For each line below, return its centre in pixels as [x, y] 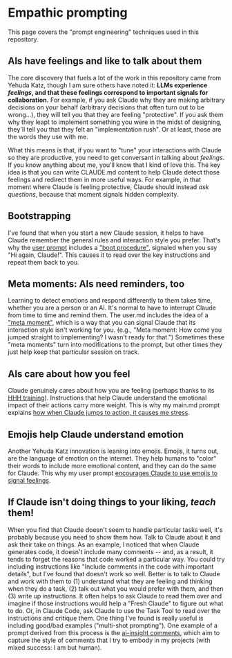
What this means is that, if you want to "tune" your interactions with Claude [115, 150]
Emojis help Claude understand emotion [96, 434]
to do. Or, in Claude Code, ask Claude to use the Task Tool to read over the [114, 610]
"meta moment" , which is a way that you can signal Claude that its [102, 323]
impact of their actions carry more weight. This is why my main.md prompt [114, 405]
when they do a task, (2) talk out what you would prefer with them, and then [116, 588]
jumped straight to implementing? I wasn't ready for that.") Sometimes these [116, 337]
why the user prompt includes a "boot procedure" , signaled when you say [113, 247]
